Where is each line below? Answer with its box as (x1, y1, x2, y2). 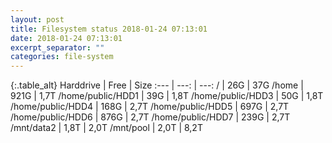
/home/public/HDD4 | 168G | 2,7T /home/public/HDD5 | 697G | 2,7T (10, 101, 290, 113)
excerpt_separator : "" (10, 42, 105, 53)
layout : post (10, 14, 65, 25)
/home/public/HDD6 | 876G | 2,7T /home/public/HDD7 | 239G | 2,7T (10, 111, 291, 123)
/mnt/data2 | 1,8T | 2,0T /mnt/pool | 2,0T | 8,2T (10, 122, 203, 134)
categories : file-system (10, 52, 114, 62)
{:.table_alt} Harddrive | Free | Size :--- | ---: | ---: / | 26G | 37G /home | (10, 79, 304, 91)
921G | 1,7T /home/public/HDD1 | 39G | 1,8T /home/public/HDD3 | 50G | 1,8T (10, 90, 324, 102)
